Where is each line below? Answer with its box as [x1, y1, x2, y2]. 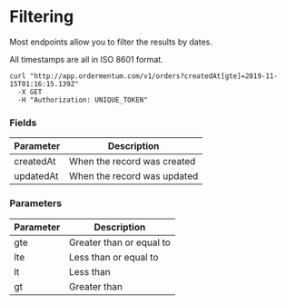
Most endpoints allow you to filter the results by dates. [9, 36, 213, 47]
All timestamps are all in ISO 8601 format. [9, 54, 163, 64]
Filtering [9, 6, 74, 27]
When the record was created [68, 155, 196, 168]
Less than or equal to [68, 251, 159, 263]
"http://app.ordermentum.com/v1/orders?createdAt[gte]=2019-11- [29, 71, 279, 81]
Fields [9, 116, 37, 129]
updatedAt [14, 170, 59, 182]
